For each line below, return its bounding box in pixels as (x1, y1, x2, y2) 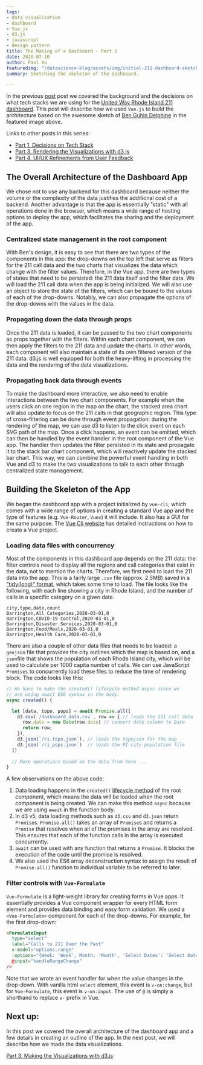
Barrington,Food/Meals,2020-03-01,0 (6, 626, 98, 632)
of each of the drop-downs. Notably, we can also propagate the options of (6, 294, 192, 301)
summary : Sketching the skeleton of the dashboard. (6, 71, 139, 77)
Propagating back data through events (6, 376, 122, 384)
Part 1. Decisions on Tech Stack (14, 141, 94, 149)
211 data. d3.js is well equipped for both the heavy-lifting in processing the (6, 355, 192, 362)
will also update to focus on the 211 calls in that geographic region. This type (6, 409, 196, 416)
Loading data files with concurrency (6, 541, 115, 550)
